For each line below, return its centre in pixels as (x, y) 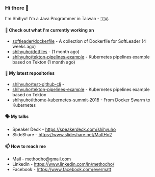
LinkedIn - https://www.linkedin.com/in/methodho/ (63, 164)
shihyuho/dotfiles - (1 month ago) (46, 52)
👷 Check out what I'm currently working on (50, 30)
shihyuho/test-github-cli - (38, 84)
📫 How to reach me (26, 146)
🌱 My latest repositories (30, 73)
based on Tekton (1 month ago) (44, 62)
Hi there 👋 (17, 8)
